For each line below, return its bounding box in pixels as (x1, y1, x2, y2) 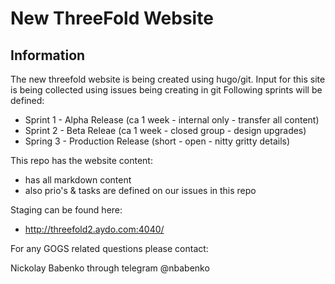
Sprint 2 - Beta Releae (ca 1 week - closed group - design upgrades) (24, 125, 307, 136)
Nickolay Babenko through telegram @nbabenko (10, 262, 210, 274)
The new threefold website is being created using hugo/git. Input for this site (10, 73, 326, 85)
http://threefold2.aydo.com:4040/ (24, 223, 165, 235)
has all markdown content (24, 174, 132, 186)
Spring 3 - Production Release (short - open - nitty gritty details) (24, 135, 291, 147)
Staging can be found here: (10, 204, 123, 216)
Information (10, 47, 86, 64)
